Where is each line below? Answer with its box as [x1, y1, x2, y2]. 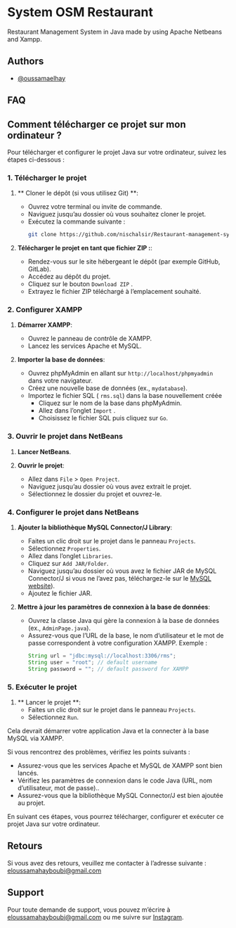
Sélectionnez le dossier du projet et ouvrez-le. [27, 489, 162, 498]
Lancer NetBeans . [17, 447, 72, 456]
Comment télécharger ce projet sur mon [7, 118, 186, 130]
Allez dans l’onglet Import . [38, 406, 116, 415]
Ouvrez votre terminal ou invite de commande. [27, 202, 163, 211]
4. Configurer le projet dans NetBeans [7, 507, 139, 517]
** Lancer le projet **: [17, 697, 81, 707]
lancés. [17, 768, 39, 777]
